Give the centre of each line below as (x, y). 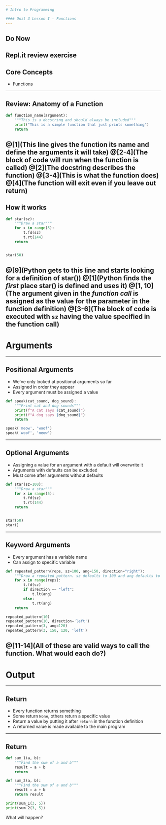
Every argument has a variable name (50, 557)
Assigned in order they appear (44, 387)
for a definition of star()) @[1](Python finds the (79, 278)
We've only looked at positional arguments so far (62, 381)
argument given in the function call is (80, 294)
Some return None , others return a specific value (61, 716)
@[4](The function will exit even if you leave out (81, 183)
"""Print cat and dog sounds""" (48, 406)
